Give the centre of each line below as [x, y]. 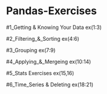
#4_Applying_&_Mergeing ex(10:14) [49, 61]
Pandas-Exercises [51, 11]
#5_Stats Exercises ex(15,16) [40, 73]
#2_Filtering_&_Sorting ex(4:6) [43, 38]
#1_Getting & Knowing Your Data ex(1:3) [54, 27]
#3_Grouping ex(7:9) [31, 50]
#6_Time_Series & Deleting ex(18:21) [50, 85]
